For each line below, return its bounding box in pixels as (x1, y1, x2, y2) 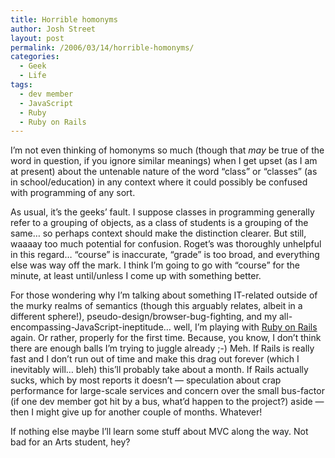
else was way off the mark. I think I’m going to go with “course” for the (10, 259, 300, 271)
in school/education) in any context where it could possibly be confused (10, 176, 308, 188)
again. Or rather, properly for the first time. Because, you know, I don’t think (10, 332, 322, 344)
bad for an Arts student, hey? (10, 436, 131, 448)
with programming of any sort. (10, 187, 136, 199)
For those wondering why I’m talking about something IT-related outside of (10, 289, 318, 301)
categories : (10, 52, 60, 62)
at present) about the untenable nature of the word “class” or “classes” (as (10, 166, 318, 178)
